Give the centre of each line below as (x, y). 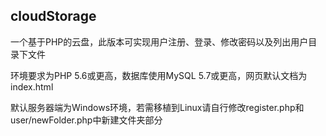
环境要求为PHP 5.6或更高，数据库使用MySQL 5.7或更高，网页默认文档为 (159, 75)
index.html (32, 86)
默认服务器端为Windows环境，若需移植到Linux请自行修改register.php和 (157, 107)
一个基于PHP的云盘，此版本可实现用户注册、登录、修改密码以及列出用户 (159, 41)
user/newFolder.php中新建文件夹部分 (86, 120)
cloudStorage (53, 16)
